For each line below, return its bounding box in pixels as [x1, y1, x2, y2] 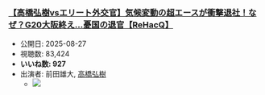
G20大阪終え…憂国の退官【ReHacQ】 [24, 19, 174, 30]
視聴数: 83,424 [19, 49, 70, 59]
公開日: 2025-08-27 [19, 39, 87, 49]
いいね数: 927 [19, 59, 66, 69]
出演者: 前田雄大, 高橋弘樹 [19, 69, 106, 79]
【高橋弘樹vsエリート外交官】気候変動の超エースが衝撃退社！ [8, 6, 249, 18]
